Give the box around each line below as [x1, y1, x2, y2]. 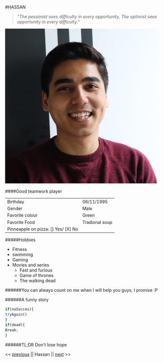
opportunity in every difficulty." [17, 19, 80, 25]
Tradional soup [82, 219, 113, 225]
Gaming [12, 257, 28, 263]
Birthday [7, 198, 24, 204]
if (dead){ [5, 322, 25, 327]
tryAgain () [5, 312, 27, 317]
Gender [7, 206, 23, 211]
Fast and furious [19, 267, 53, 273]
